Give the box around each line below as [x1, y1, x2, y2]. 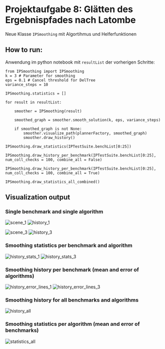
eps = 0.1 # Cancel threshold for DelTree [5, 77, 96, 83]
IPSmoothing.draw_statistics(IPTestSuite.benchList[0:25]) [5, 144, 132, 149]
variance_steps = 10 [5, 82, 49, 87]
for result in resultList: [5, 99, 62, 105]
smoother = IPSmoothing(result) [14, 109, 82, 114]
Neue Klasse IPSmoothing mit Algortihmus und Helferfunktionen [5, 31, 137, 37]
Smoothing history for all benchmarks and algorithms [5, 296, 139, 304]
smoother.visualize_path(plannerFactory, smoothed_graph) [23, 130, 147, 136]
